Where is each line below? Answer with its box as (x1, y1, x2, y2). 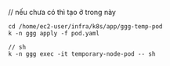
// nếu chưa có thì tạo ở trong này (8, 8, 116, 16)
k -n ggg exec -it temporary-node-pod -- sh (8, 50, 156, 58)
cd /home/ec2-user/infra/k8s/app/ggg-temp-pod (8, 23, 163, 31)
